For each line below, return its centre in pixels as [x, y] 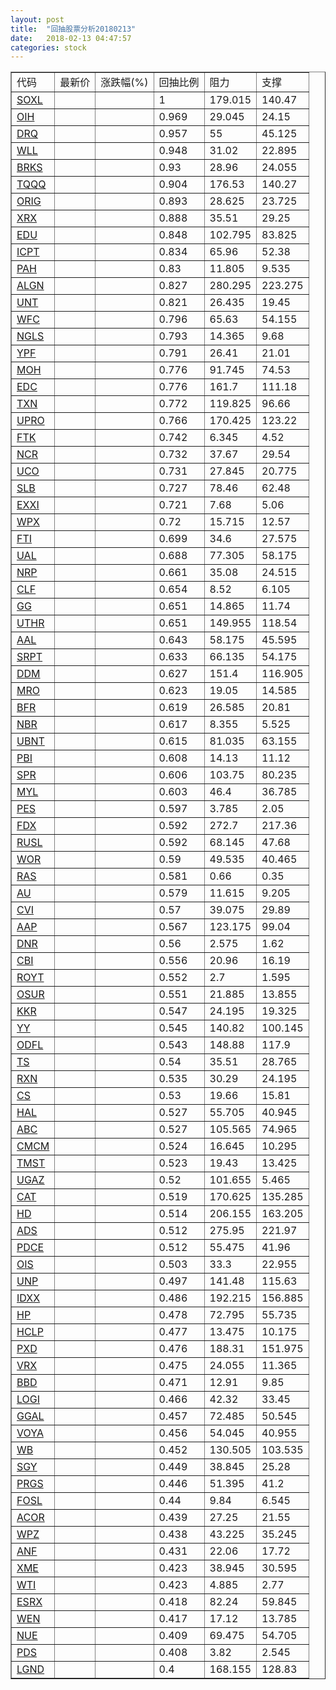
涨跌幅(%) [124, 83]
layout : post [37, 19]
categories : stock [48, 47]
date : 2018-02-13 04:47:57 [71, 38]
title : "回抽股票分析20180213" [73, 29]
